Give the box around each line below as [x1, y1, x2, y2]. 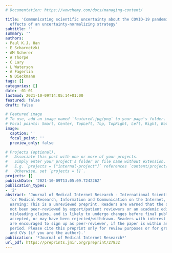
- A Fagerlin [5, 69, 33, 74]
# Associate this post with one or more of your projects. [5, 154, 139, 159]
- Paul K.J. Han [5, 40, 40, 46]
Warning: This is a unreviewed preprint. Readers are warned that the [10, 202, 164, 207]
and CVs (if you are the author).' [10, 230, 86, 236]
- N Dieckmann [5, 74, 36, 79]
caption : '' [10, 131, 36, 136]
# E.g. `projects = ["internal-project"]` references [5, 164, 127, 169]
